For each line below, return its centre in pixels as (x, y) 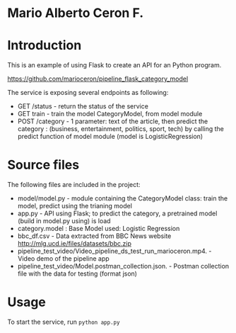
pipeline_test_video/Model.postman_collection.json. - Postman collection (123, 266)
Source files (43, 165)
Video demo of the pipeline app (63, 259)
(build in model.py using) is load (64, 221)
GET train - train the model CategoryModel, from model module (110, 114)
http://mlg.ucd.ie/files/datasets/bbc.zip (75, 244)
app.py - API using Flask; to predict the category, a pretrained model (117, 213)
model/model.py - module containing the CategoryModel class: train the (123, 198)
